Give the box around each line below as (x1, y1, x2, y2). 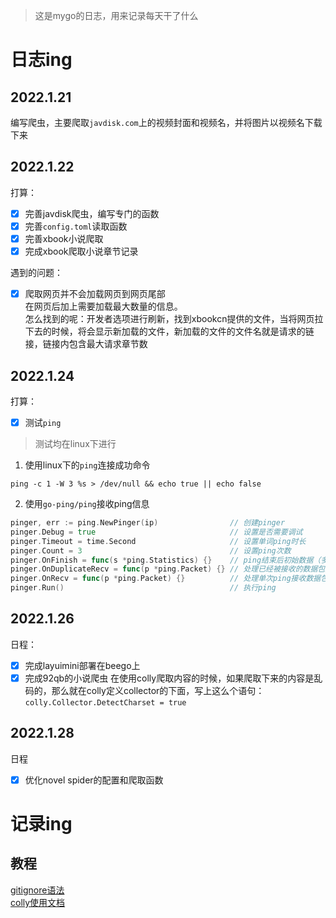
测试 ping (24, 416, 62, 428)
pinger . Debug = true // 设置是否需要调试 (10, 527, 303, 537)
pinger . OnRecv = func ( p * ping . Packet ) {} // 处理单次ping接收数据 (10, 574, 322, 584)
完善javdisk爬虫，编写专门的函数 (24, 207, 160, 219)
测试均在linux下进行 (34, 438, 117, 449)
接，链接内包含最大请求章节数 (24, 338, 148, 350)
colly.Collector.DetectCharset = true (24, 697, 187, 708)
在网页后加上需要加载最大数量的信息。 (24, 300, 183, 313)
